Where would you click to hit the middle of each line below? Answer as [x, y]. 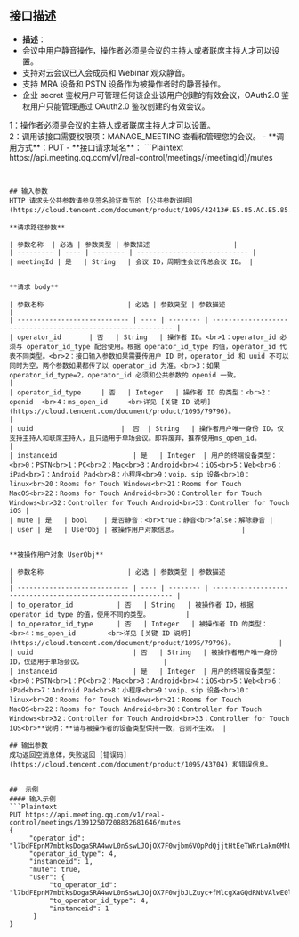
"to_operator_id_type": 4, [99, 900]
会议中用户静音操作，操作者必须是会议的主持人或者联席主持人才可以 [147, 50]
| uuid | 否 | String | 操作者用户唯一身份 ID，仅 [147, 428]
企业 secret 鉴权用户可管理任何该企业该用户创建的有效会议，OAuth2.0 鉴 [156, 95]
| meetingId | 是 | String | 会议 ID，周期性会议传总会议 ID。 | [131, 261]
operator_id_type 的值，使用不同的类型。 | [100, 614]
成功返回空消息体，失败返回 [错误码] [68, 755]
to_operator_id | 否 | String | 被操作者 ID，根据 [135, 605]
